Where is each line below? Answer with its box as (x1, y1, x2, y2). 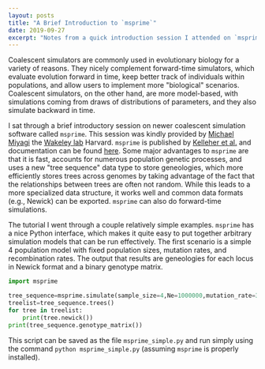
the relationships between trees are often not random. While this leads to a (8, 179, 251, 190)
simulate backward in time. (8, 106, 96, 115)
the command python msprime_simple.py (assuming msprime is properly (8, 344, 239, 353)
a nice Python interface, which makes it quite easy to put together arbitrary (8, 228, 252, 238)
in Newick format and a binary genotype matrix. (8, 262, 163, 272)
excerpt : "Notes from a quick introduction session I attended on (8, 33, 231, 42)
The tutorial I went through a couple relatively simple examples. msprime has (8, 220, 255, 230)
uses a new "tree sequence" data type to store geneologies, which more (8, 163, 244, 172)
